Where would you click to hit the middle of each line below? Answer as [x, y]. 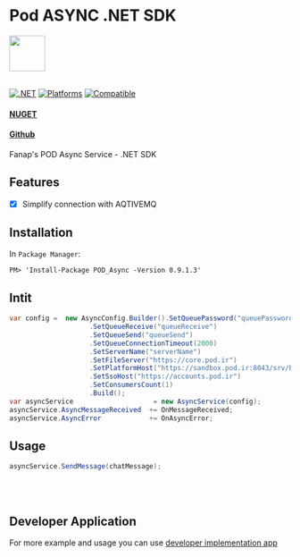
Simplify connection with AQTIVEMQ [89, 204]
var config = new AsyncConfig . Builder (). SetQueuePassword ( [124, 318]
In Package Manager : [45, 254]
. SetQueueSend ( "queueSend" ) [141, 335]
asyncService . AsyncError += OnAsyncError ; [112, 418]
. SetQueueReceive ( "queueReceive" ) [153, 327]
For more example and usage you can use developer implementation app [144, 543]
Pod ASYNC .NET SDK [93, 16]
